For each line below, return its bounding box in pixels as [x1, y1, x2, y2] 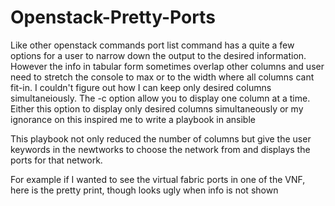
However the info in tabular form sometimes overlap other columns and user [10, 60, 325, 72]
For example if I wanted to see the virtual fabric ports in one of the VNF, [10, 173, 306, 185]
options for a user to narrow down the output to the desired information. [10, 49, 307, 61]
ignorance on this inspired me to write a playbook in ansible [10, 113, 256, 125]
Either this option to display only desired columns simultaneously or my [10, 102, 304, 115]
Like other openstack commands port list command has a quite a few [10, 39, 295, 51]
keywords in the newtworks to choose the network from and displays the [10, 143, 311, 155]
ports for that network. [10, 154, 103, 166]
